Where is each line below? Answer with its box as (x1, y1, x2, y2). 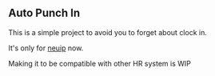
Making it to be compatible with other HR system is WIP (8, 58, 192, 68)
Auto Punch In (8, 6, 81, 20)
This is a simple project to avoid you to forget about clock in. (8, 27, 208, 37)
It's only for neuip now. (8, 43, 84, 53)
